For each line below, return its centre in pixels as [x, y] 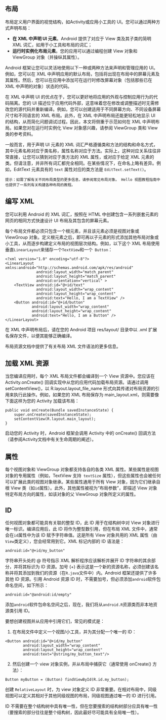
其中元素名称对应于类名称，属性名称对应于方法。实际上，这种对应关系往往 [81, 151]
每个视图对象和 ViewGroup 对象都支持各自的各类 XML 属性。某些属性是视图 [82, 470]
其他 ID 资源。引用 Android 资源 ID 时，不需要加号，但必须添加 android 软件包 [83, 579]
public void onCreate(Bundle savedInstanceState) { [59, 411]
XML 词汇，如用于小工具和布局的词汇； [52, 45]
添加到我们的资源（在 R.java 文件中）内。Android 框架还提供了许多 [89, 573]
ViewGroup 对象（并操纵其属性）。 [47, 57]
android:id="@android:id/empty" [38, 595]
